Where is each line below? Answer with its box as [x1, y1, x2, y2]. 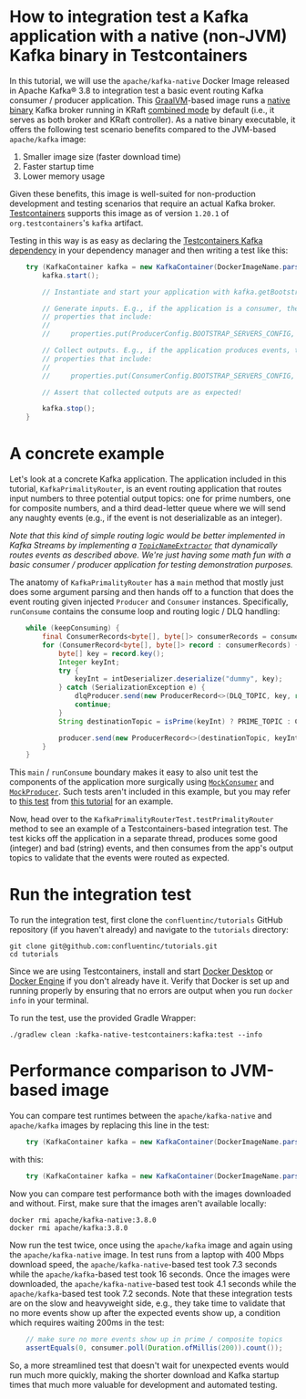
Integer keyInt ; [57, 657, 120, 667]
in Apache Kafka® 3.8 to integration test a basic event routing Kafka [9, 85, 264, 96]
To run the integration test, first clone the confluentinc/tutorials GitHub [9, 914, 284, 925]
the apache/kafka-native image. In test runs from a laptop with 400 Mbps [9, 1248, 285, 1260]
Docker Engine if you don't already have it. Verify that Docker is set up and [9, 976, 290, 987]
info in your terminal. [9, 995, 89, 1006]
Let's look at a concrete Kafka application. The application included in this [9, 474, 287, 485]
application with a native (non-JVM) [9, 26, 288, 47]
